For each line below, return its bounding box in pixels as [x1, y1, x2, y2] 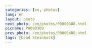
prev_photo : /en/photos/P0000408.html [5, 30, 87, 35]
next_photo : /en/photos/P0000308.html [5, 21, 87, 26]
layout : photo [5, 16, 35, 21]
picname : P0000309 [5, 26, 44, 31]
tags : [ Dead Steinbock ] [5, 35, 56, 40]
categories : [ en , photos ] [5, 7, 60, 12]
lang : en [5, 12, 24, 17]
